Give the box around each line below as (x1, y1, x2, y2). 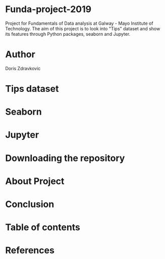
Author (5, 49, 35, 60)
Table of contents (5, 222, 81, 233)
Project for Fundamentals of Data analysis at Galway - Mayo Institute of (5, 20, 153, 26)
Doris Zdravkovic (5, 65, 41, 71)
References (5, 245, 54, 256)
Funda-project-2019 (5, 4, 92, 15)
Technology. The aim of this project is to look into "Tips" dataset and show (5, 25, 160, 31)
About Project (5, 175, 65, 187)
